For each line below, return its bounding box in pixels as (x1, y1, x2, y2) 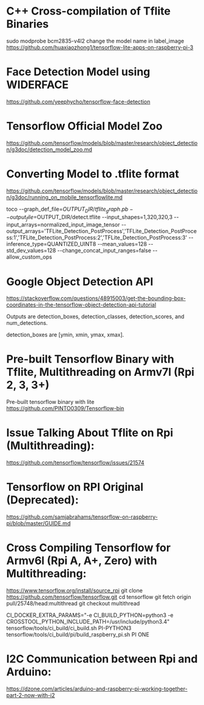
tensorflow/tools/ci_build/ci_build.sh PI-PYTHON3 (6, 624, 132, 632)
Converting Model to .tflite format (6, 167, 179, 180)
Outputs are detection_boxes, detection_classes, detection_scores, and (6, 313, 185, 320)
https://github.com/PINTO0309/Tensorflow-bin (6, 405, 124, 412)
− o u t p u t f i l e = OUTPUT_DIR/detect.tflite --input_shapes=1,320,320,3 (6, 213, 173, 222)
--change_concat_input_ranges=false (57, 247, 152, 254)
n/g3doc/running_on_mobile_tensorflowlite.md (6, 193, 123, 201)
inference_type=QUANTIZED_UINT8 (6, 240, 97, 248)
